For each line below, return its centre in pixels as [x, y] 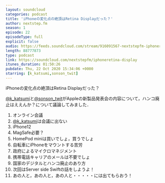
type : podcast [20, 55]
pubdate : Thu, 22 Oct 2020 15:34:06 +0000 [49, 69]
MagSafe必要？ [28, 132]
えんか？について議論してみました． [55, 105]
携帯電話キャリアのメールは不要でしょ [51, 157]
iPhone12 [22, 127]
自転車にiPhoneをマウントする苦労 [47, 145]
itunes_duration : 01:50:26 [33, 64]
